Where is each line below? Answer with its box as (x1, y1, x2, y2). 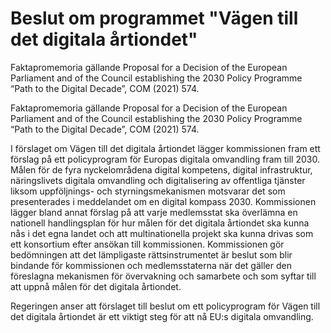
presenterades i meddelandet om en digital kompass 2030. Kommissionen (10, 195, 317, 207)
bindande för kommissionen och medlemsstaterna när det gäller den (10, 259, 292, 271)
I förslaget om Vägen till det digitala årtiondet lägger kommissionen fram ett (10, 142, 321, 154)
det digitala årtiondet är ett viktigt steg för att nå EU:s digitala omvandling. (10, 310, 314, 322)
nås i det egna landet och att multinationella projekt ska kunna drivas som (10, 227, 314, 239)
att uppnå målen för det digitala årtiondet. (10, 280, 182, 292)
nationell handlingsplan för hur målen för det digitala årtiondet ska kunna (10, 217, 310, 229)
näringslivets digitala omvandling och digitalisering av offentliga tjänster (10, 174, 306, 186)
